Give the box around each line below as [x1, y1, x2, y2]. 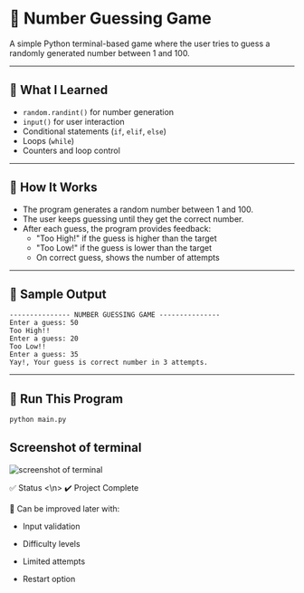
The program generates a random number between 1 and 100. [22, 204, 254, 215]
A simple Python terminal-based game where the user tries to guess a [9, 38, 271, 49]
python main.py [9, 416, 67, 425]
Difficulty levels [22, 538, 81, 549]
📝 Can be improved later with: [9, 502, 120, 514]
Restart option [22, 573, 76, 584]
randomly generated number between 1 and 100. [9, 47, 190, 58]
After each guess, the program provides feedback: [22, 223, 212, 234]
